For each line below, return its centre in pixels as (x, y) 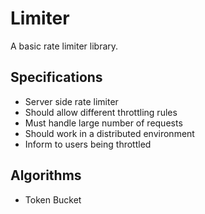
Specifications (56, 77)
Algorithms (46, 175)
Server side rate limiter (71, 101)
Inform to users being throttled (88, 144)
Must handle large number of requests (103, 123)
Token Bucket (53, 199)
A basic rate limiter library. (64, 46)
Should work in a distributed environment (109, 133)
